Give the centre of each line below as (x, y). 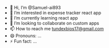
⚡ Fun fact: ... (23, 41)
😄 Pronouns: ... (26, 36)
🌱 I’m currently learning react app (44, 18)
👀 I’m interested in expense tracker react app (55, 13)
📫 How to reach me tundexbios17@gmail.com (57, 29)
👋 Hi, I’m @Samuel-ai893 (35, 8)
